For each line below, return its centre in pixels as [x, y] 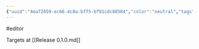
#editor [15, 28]
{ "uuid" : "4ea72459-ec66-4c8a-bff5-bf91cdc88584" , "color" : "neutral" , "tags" [100, 12]
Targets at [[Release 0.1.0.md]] [44, 40]
